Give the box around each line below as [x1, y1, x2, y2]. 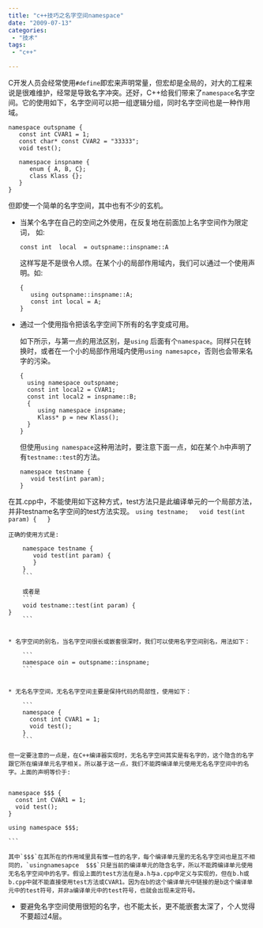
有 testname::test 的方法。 [19, 452, 105, 462]
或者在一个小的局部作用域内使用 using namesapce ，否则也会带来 [40, 346, 246, 356]
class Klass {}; [28, 172, 83, 180]
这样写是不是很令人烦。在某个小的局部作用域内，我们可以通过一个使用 [19, 258, 249, 268]
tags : [8, 41, 26, 49]
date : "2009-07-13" [8, 19, 73, 27]
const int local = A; [30, 298, 102, 306]
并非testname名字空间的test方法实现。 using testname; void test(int [8, 507, 246, 515]
